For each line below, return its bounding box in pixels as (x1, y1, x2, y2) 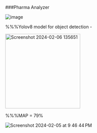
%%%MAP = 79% (5, 113, 43, 118)
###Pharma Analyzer (5, 5, 50, 10)
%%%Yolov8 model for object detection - (5, 24, 92, 30)
